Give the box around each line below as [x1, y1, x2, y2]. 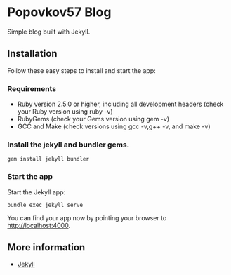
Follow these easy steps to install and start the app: [7, 66, 156, 74]
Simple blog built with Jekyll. [7, 27, 91, 36]
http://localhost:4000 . [7, 221, 71, 229]
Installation [7, 48, 58, 60]
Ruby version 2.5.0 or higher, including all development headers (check [17, 100, 224, 109]
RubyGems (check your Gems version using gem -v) [17, 115, 170, 123]
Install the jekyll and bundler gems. [7, 140, 130, 149]
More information [7, 241, 86, 253]
